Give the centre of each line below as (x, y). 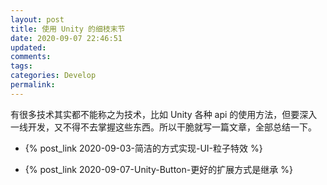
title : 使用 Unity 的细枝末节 (68, 29)
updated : (28, 47)
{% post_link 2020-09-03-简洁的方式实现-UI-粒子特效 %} (143, 148)
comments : (31, 57)
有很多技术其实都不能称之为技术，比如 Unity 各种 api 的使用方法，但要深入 (164, 114)
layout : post (37, 19)
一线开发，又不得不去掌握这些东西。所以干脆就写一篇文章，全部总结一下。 (163, 127)
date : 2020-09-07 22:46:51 (66, 38)
